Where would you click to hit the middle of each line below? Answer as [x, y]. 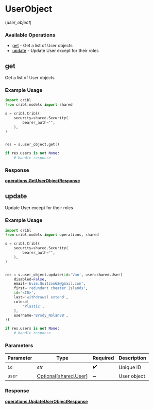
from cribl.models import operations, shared [52, 235]
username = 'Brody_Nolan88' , [41, 315]
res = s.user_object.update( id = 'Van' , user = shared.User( [64, 275]
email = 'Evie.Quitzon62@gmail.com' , [50, 284]
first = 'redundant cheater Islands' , [51, 288]
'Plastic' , [34, 306]
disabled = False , [30, 279]
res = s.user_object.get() [32, 145]
